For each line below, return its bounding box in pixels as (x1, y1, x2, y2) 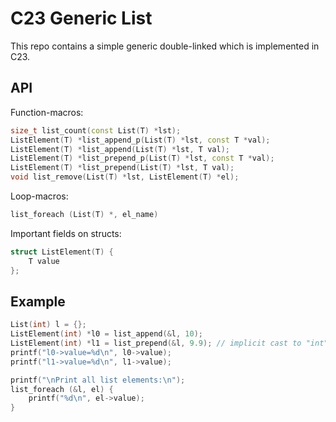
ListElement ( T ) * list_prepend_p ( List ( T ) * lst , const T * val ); (10, 153, 275, 164)
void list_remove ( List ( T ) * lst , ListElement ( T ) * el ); (10, 172, 240, 182)
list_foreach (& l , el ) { (10, 384, 114, 394)
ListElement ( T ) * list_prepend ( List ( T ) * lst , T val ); (10, 163, 235, 173)
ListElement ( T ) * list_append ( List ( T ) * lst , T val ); (10, 144, 230, 154)
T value (28, 256, 60, 266)
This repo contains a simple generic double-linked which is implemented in (10, 40, 320, 52)
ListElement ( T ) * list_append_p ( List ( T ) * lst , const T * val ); (10, 135, 271, 145)
